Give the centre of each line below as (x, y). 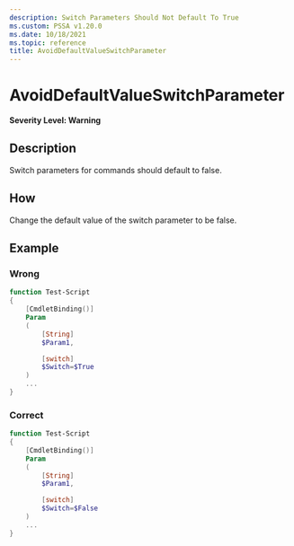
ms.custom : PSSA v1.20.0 (56, 26)
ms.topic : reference (48, 43)
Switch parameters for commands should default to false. (116, 170)
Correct (27, 415)
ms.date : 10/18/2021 (48, 34)
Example (34, 248)
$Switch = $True (68, 367)
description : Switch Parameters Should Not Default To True (125, 18)
